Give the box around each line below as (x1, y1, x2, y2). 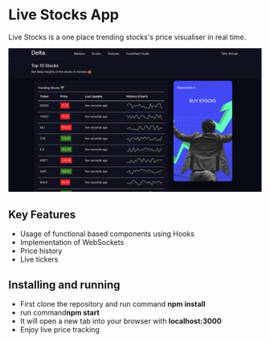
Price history (19, 246, 63, 256)
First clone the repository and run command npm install (19, 299, 206, 309)
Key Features (8, 207, 76, 222)
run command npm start (19, 307, 100, 318)
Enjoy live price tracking (19, 325, 100, 335)
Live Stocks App (8, 6, 119, 24)
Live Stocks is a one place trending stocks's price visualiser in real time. (8, 32, 247, 42)
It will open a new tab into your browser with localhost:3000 (19, 316, 223, 326)
